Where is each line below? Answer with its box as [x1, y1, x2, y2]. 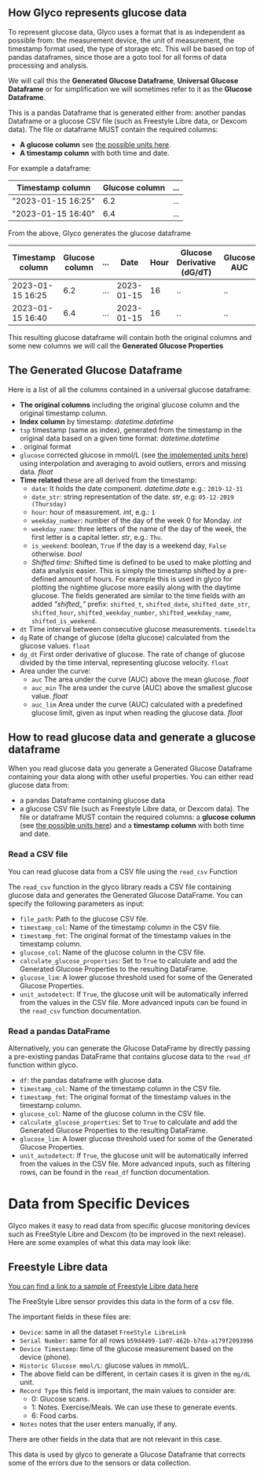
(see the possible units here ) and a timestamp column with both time [19, 821, 245, 830]
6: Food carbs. [31, 1410, 79, 1420]
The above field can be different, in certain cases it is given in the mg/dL [19, 1369, 251, 1378]
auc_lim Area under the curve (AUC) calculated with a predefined [31, 700, 244, 709]
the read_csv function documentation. [19, 1006, 142, 1015]
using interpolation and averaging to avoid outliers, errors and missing [19, 458, 247, 467]
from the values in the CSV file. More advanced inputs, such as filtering [19, 1159, 251, 1169]
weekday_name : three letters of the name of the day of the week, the [31, 523, 247, 534]
